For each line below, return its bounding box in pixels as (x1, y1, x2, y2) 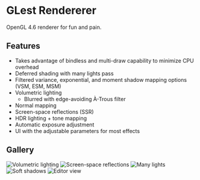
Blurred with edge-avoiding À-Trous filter (23, 95, 126, 102)
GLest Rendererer (6, 4, 96, 17)
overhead (14, 63, 39, 70)
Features (6, 41, 40, 51)
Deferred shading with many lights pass (14, 70, 114, 77)
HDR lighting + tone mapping (14, 114, 87, 122)
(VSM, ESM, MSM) (14, 82, 61, 90)
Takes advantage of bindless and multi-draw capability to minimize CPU (14, 57, 194, 64)
